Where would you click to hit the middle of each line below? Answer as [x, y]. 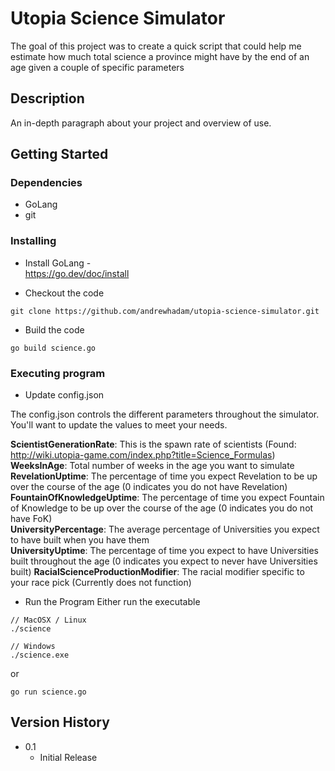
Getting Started [59, 154]
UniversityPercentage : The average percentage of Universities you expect [165, 529]
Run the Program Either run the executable [112, 602]
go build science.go [53, 348]
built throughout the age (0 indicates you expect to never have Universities [164, 561]
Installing [33, 241]
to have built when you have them [80, 540]
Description [47, 98]
